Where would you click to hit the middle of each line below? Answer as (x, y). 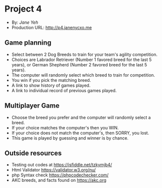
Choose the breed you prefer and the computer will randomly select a (81, 117)
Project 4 (23, 9)
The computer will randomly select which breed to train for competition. (83, 75)
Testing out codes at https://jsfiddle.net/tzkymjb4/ (62, 165)
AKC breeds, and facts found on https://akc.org (59, 180)
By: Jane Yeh (25, 22)
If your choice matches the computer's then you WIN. (65, 127)
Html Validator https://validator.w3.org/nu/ (54, 170)
